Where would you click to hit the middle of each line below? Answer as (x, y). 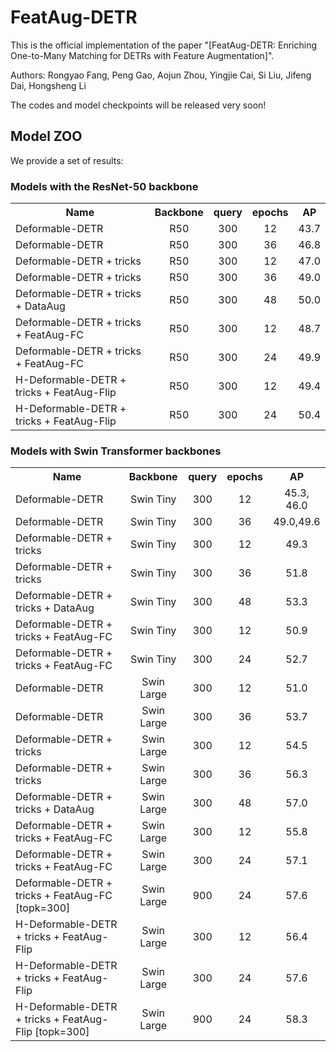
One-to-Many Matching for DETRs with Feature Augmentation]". (142, 55)
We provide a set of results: (67, 160)
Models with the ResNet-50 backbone (104, 186)
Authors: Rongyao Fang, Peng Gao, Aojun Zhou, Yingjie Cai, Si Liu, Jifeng (161, 75)
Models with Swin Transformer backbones (116, 451)
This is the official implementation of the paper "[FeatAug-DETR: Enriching (164, 45)
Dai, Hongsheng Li (48, 85)
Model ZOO (46, 136)
